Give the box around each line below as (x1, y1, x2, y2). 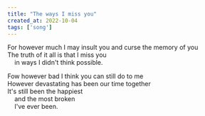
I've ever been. (14, 102, 58, 111)
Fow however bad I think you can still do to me (7, 72, 144, 80)
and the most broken (14, 95, 75, 103)
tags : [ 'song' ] (7, 23, 53, 31)
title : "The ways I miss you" (7, 10, 98, 18)
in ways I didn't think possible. (14, 58, 103, 67)
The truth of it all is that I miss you (7, 51, 107, 59)
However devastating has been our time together (7, 80, 152, 88)
